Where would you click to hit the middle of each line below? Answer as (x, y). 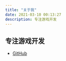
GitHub (20, 53)
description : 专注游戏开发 (31, 19)
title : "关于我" (21, 10)
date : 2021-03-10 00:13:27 (33, 15)
